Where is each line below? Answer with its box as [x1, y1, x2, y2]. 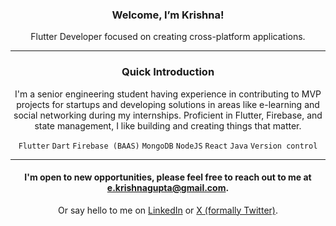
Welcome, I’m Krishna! [111, 8, 225, 22]
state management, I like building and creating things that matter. [34, 119, 302, 132]
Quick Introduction [121, 65, 215, 79]
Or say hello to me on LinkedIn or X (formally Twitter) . [58, 204, 278, 216]
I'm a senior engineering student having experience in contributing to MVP [14, 88, 322, 100]
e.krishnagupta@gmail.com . [106, 182, 230, 194]
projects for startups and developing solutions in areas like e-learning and [16, 98, 320, 110]
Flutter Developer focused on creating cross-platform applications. [30, 31, 306, 43]
